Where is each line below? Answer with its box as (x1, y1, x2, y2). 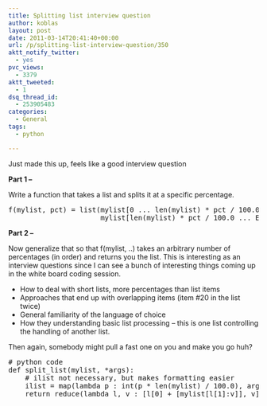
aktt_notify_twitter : (8, 49, 80, 57)
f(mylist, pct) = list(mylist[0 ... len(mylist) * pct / (8, 205, 235, 214)
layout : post (8, 26, 52, 34)
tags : (8, 123, 26, 131)
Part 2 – (8, 228, 34, 237)
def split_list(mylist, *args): (8, 365, 134, 374)
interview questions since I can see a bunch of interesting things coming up (8, 260, 256, 270)
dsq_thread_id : (8, 93, 59, 101)
